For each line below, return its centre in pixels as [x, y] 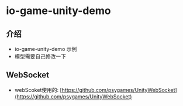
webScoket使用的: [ [38, 90]
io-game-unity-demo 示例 [46, 49]
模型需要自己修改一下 [40, 56]
